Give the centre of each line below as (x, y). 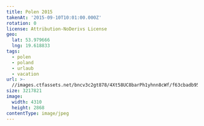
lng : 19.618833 (31, 46)
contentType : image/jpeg (38, 113)
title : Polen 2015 (29, 12)
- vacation (25, 74)
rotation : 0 (21, 23)
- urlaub (23, 68)
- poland (23, 62)
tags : (13, 51)
